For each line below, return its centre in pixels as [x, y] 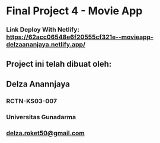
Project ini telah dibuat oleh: [59, 64]
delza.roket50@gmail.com [45, 133]
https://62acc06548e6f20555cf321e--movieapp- [80, 37]
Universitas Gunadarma [41, 117]
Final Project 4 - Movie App [74, 11]
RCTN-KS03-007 [32, 101]
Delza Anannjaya [38, 84]
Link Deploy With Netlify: [43, 30]
